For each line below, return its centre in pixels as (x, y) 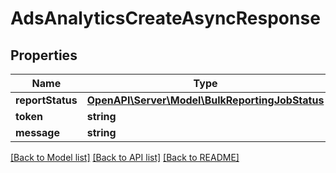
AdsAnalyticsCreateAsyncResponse (165, 18)
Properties (44, 55)
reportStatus (46, 100)
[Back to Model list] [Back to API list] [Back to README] (125, 157)
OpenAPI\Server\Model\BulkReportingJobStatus (205, 100)
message (37, 132)
